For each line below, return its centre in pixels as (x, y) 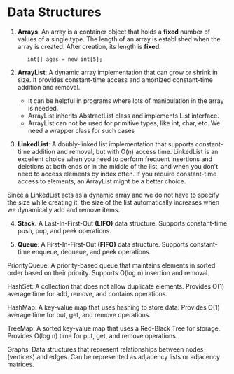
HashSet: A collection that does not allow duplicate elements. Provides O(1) (116, 286)
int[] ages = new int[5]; (65, 59)
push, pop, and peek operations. (64, 230)
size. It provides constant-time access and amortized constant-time (115, 79)
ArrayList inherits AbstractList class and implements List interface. (123, 116)
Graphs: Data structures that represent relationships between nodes (105, 349)
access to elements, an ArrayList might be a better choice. (102, 181)
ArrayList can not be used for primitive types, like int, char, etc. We (124, 123)
